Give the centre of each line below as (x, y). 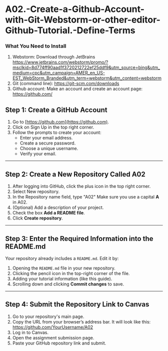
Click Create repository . (38, 218)
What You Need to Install (36, 46)
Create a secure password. (48, 143)
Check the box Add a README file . (48, 213)
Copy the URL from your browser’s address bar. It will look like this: (81, 321)
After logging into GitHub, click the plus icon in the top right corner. (81, 186)
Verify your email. (38, 154)
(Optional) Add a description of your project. (58, 207)
